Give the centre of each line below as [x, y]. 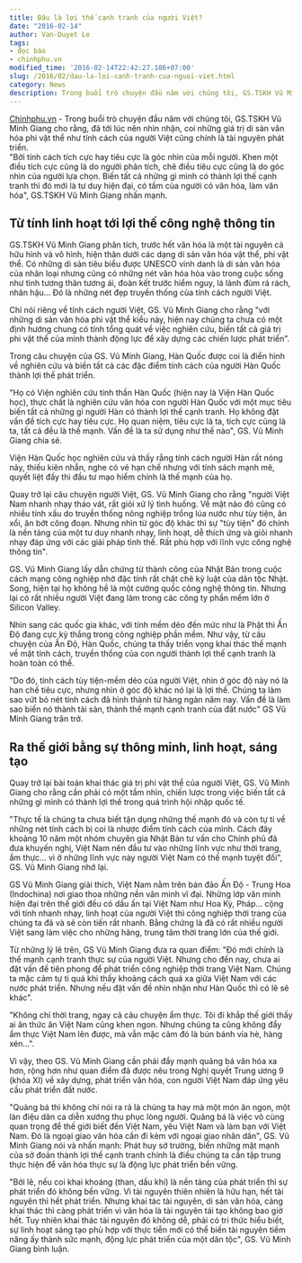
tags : [19, 43]
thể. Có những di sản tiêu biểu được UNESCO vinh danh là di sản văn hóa [145, 264]
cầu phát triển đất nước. [53, 1090]
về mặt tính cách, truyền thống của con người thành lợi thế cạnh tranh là [142, 654]
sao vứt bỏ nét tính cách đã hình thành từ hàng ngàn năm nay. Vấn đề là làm [150, 700]
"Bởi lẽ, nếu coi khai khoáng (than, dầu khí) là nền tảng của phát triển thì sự [149, 1182]
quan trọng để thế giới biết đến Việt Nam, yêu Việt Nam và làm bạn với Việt [148, 1126]
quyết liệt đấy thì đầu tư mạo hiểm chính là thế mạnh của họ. [121, 477]
